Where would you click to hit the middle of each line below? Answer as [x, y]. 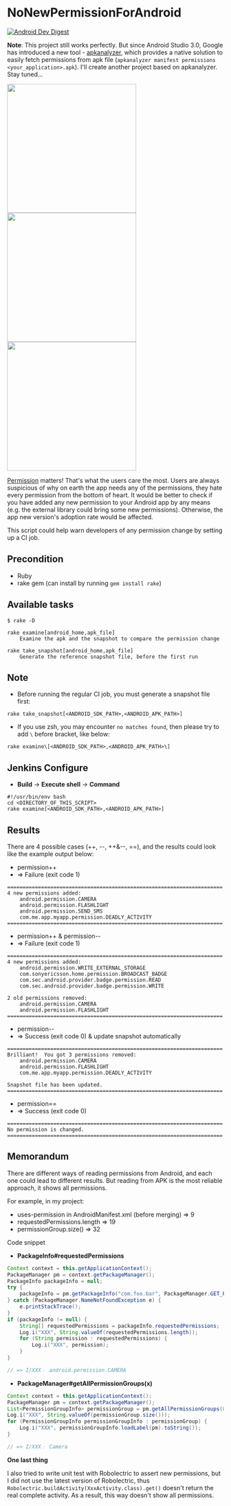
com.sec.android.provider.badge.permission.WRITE [92, 986]
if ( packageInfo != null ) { [47, 1319]
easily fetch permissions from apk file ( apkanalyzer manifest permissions [111, 59]
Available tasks [41, 605]
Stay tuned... [25, 74]
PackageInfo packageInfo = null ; [55, 1281]
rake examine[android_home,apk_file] [61, 633]
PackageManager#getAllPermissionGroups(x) [85, 1383]
